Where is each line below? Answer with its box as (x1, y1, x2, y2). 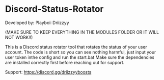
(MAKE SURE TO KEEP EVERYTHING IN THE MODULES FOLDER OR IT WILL (5, 29, 159, 35)
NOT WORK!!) (5, 34, 33, 40)
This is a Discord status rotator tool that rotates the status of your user (5, 44, 147, 50)
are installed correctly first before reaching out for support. (5, 59, 125, 65)
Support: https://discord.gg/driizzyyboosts (5, 69, 92, 75)
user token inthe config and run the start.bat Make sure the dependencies (5, 54, 155, 60)
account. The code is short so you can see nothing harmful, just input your (5, 49, 156, 55)
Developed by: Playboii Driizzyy (5, 20, 70, 26)
